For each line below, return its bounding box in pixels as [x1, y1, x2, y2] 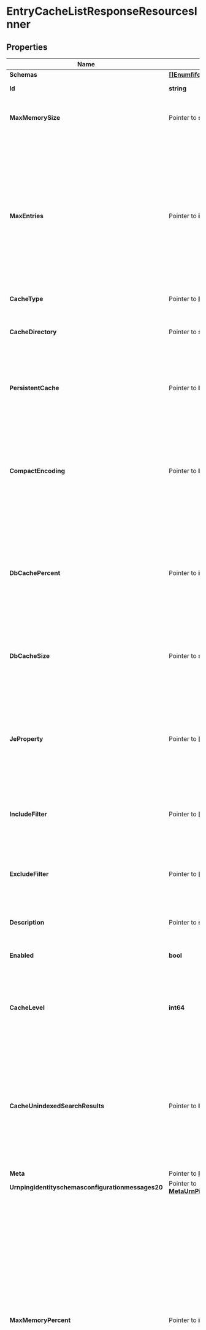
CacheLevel [9, 1003, 45, 1012]
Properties [6, 42, 48, 52]
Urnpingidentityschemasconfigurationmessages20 [9, 1183, 163, 1191]
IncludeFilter [9, 810, 47, 818]
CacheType [9, 295, 44, 303]
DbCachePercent [9, 569, 61, 577]
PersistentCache [9, 384, 59, 392]
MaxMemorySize [9, 114, 60, 122]
